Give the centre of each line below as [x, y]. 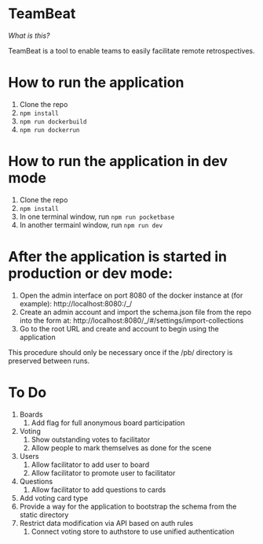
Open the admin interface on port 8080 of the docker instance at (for [131, 295]
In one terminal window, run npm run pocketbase [97, 216]
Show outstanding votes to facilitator [91, 439]
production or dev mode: [91, 273]
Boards [31, 414]
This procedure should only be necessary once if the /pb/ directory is [121, 352]
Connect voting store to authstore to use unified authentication [133, 531]
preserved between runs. [49, 361]
